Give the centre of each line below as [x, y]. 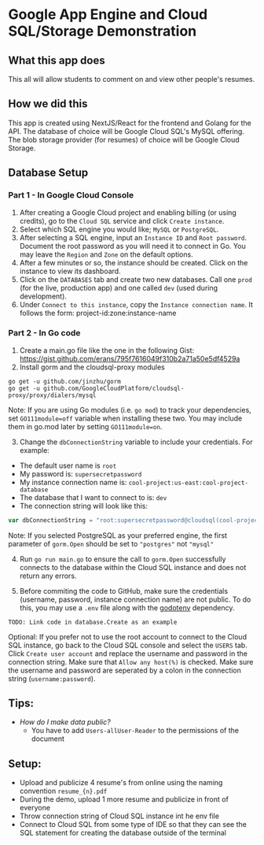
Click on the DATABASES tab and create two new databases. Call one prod [136, 279]
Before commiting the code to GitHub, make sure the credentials [124, 591]
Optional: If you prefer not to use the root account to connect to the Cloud [128, 636]
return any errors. [48, 576]
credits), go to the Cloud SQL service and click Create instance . [122, 221]
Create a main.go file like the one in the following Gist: [107, 350]
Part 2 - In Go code [44, 333]
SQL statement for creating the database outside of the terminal [123, 833]
